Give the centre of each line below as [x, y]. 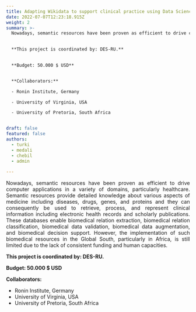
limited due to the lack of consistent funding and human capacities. [87, 245]
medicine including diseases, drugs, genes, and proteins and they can [98, 202]
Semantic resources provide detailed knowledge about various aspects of [98, 196]
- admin [21, 161]
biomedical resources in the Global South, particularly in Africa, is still [98, 239]
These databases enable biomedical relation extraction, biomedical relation [98, 221]
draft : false [22, 128]
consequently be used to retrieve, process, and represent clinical [98, 208]
